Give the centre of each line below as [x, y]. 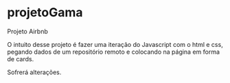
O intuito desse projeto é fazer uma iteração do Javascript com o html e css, [115, 44]
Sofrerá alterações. [34, 72]
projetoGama [45, 13]
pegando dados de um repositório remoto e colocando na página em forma [114, 52]
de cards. [21, 59]
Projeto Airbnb [27, 31]
